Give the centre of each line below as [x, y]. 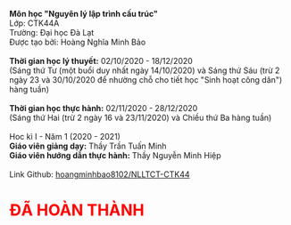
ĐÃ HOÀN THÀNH [77, 210]
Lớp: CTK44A [34, 23]
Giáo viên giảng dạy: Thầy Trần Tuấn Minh [88, 146]
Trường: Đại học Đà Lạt [52, 32]
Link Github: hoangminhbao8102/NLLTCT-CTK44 [100, 174]
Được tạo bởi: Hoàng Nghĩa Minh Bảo [78, 42]
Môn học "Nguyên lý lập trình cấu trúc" [83, 14]
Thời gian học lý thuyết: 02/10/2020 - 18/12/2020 [101, 61]
